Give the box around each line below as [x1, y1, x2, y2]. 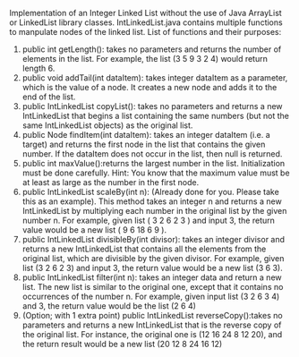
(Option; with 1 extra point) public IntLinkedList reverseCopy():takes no [21, 310, 284, 320]
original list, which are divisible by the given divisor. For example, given [21, 253, 285, 263]
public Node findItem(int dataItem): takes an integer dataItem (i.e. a [21, 130, 270, 140]
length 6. [21, 63, 56, 73]
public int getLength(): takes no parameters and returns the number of [21, 44, 282, 55]
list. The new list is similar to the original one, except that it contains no [21, 282, 284, 292]
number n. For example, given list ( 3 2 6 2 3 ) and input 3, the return [21, 215, 276, 225]
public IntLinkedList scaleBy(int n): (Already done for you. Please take [21, 187, 279, 197]
